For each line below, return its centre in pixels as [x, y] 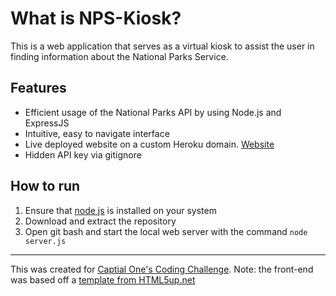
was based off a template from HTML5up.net [103, 279]
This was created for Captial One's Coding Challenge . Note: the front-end [162, 269]
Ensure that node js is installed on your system [120, 210]
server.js [45, 241]
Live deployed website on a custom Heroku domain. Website [149, 144]
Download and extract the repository [100, 221]
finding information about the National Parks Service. [119, 56]
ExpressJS [47, 123]
